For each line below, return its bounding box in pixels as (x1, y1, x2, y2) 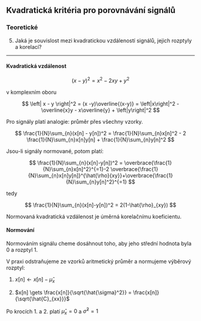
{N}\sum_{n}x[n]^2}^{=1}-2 (42, 165, 109, 173)
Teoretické (6, 23, 38, 32)
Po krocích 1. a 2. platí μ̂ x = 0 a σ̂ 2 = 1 (6, 307, 99, 316)
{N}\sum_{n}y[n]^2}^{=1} (65, 178, 127, 185)
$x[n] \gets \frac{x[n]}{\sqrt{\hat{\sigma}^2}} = (14, 289, 132, 296)
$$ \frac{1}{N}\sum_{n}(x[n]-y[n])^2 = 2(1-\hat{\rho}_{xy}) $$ (25, 201, 176, 209)
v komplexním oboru (6, 88, 57, 96)
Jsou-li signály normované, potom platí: (6, 147, 103, 155)
